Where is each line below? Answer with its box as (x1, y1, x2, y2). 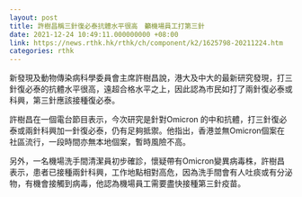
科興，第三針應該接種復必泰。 (9, 95, 120, 106)
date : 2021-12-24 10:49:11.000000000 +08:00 (9, 30, 179, 39)
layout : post (9, 13, 58, 22)
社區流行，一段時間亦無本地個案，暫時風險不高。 (9, 137, 191, 148)
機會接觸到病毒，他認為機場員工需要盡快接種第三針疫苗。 (32, 178, 245, 189)
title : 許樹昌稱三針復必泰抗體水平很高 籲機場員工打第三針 (9, 22, 205, 31)
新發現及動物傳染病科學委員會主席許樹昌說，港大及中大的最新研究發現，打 (9, 73, 285, 84)
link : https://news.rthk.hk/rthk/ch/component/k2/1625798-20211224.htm (9, 38, 283, 48)
